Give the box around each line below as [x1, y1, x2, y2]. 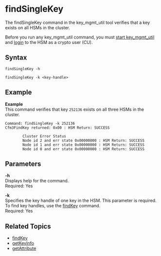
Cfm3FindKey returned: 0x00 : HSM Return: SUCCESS [5, 125, 110, 130]
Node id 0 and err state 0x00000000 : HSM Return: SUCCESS [22, 146, 145, 152]
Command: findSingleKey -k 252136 [5, 121, 75, 126]
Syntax [5, 54, 27, 62]
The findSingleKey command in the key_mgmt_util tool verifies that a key [5, 20, 150, 25]
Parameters [5, 159, 41, 168]
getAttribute [12, 245, 36, 252]
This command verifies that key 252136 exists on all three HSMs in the [5, 106, 144, 112]
